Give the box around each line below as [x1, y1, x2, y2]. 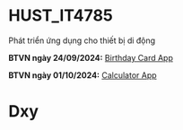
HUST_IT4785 [8, 5, 114, 26]
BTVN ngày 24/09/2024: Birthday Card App [8, 52, 174, 63]
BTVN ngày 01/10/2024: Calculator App [8, 69, 158, 81]
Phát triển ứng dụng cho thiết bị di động [8, 35, 156, 46]
